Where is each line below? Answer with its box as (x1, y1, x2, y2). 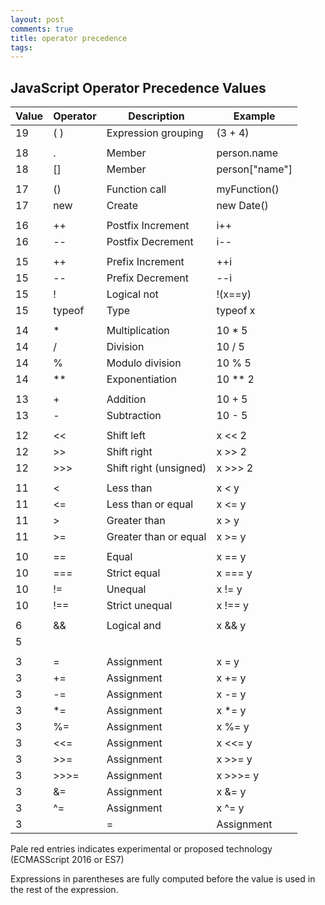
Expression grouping (106, 126, 204, 140)
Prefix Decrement (106, 271, 189, 285)
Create (106, 199, 139, 213)
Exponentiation (106, 372, 177, 386)
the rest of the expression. (10, 884, 119, 896)
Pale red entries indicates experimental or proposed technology (10, 843, 273, 855)
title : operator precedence (10, 33, 128, 43)
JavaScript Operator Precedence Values (10, 79, 267, 96)
